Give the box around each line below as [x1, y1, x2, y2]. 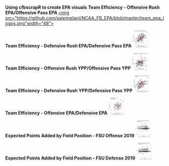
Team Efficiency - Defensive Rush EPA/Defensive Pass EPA [5, 43, 132, 49]
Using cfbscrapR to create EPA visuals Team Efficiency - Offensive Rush [5, 5, 160, 10]
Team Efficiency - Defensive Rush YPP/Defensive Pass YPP [5, 88, 133, 94]
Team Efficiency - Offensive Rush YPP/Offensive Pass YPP [5, 65, 131, 71]
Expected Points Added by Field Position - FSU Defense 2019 [5, 155, 135, 161]
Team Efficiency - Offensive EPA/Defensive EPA [5, 110, 107, 116]
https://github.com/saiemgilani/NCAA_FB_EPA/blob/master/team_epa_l [17, 15, 164, 21]
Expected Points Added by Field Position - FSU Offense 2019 [5, 132, 135, 138]
